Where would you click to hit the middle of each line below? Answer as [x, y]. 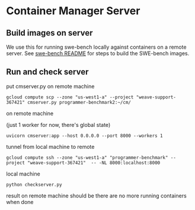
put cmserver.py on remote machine [50, 86]
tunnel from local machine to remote [50, 147]
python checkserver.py [34, 184]
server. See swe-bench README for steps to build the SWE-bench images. [98, 53]
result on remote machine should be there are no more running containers [96, 195]
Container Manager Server [73, 11]
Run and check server [47, 72]
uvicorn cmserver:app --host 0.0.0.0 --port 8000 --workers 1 [84, 136]
